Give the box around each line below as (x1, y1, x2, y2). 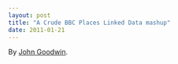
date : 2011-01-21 (8, 26, 65, 34)
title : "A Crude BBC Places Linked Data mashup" (8, 19, 171, 27)
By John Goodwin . (8, 48, 69, 57)
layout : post (8, 11, 51, 20)
